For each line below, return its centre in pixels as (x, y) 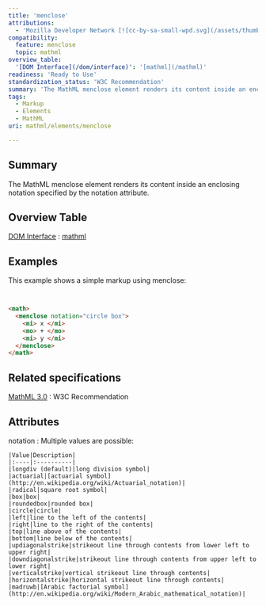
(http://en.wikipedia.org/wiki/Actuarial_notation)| (97, 483)
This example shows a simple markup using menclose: (97, 280)
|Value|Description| (42, 455)
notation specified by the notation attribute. (79, 192)
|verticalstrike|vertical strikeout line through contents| (110, 573)
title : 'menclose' (38, 15)
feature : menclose (46, 45)
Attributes (34, 422)
